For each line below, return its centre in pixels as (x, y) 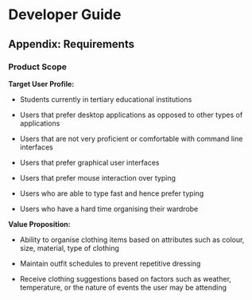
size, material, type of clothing (69, 247)
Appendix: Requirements (72, 44)
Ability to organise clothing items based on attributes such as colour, (132, 240)
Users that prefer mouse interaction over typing (98, 177)
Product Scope (38, 67)
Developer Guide (65, 15)
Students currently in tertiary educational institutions (106, 99)
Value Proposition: (39, 224)
